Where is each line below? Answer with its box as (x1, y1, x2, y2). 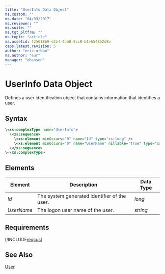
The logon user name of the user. (37, 207, 114, 214)
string (134, 207, 148, 214)
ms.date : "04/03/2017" (5, 16, 52, 21)
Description (69, 181, 98, 188)
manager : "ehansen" (5, 57, 45, 62)
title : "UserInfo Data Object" (5, 7, 69, 12)
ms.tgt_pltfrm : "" (5, 30, 43, 35)
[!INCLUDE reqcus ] (5, 236, 43, 242)
